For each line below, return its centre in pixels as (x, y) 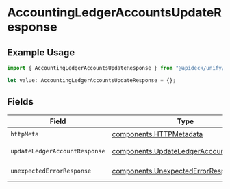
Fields (21, 102)
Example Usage (41, 52)
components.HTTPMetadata (157, 134)
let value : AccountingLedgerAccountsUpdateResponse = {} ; (91, 80)
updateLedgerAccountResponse (58, 151)
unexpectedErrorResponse (51, 171)
